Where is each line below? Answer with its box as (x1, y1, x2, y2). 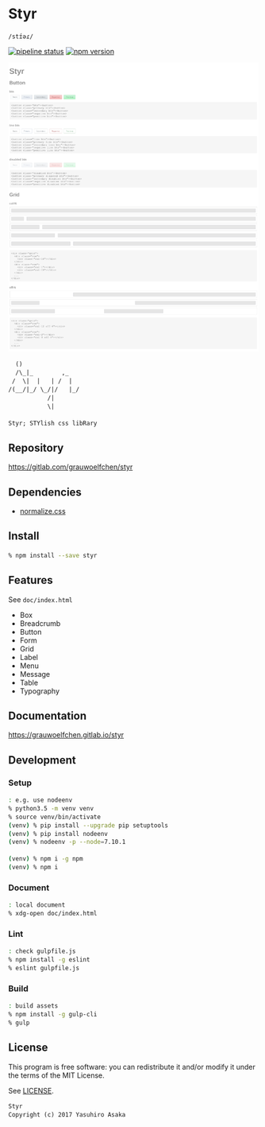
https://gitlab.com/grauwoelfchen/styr (8, 462, 133, 472)
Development (8, 753, 77, 767)
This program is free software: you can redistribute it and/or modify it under (8, 1062, 255, 1071)
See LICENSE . (8, 1086, 54, 1095)
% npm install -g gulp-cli (8, 1011, 98, 1019)
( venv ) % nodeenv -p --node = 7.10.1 (8, 838, 126, 846)
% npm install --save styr (8, 551, 98, 559)
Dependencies (8, 485, 82, 499)
